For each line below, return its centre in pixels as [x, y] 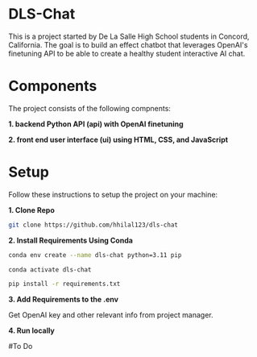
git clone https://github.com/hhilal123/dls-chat [93, 225]
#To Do [21, 347]
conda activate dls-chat [50, 270]
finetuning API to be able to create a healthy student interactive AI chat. [127, 53]
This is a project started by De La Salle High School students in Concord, [129, 36]
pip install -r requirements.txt [64, 284]
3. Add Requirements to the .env [64, 300]
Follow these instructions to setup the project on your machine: [113, 194]
